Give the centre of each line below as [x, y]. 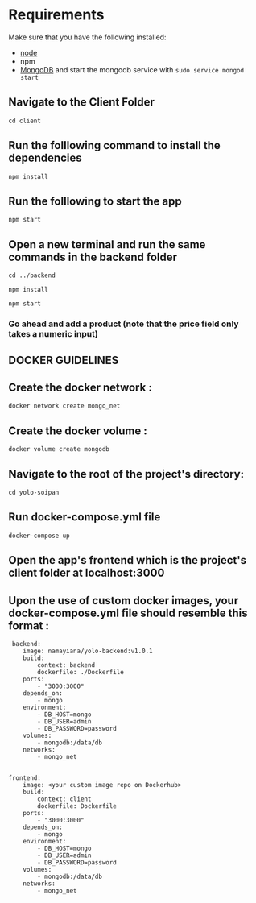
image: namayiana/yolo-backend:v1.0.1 [88, 651]
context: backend [66, 665]
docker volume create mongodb [59, 449]
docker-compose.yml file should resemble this [128, 613]
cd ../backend [32, 275]
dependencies [45, 158]
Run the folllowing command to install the [115, 145]
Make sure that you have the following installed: [87, 37]
